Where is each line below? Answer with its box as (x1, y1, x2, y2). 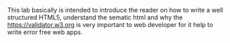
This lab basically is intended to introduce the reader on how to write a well (7, 6, 224, 14)
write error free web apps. (7, 28, 82, 36)
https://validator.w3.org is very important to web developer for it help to (7, 21, 213, 28)
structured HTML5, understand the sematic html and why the (7, 13, 183, 21)
